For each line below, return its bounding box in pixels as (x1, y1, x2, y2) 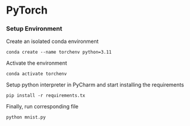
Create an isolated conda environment (6, 38, 99, 45)
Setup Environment (6, 25, 63, 33)
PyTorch (6, 4, 48, 17)
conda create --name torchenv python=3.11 (6, 49, 112, 55)
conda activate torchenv (6, 71, 67, 77)
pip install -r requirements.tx (6, 92, 85, 99)
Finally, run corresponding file (6, 103, 79, 110)
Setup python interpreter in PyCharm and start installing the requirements (6, 81, 184, 88)
